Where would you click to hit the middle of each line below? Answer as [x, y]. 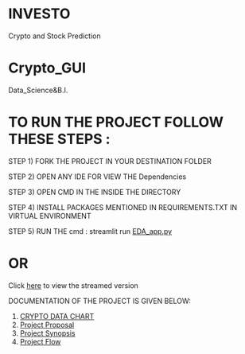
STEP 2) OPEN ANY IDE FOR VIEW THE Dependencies [97, 177]
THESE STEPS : [59, 139]
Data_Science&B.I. [38, 90]
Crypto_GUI [47, 68]
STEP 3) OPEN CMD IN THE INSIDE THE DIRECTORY [95, 192]
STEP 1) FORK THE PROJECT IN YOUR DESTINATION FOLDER [110, 161]
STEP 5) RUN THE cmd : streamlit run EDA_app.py [90, 231]
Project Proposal [47, 325]
